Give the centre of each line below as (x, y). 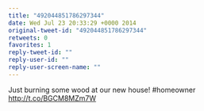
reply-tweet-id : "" (40, 52)
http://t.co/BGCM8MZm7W (52, 98)
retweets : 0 (28, 38)
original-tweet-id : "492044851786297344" (78, 30)
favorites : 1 (30, 45)
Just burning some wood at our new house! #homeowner (102, 90)
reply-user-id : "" (38, 60)
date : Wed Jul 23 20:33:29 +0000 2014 (72, 23)
